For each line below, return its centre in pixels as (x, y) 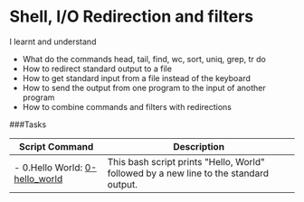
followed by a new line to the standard (188, 173)
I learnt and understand (53, 41)
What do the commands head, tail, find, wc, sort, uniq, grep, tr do (144, 59)
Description (199, 146)
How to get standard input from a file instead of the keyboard (137, 78)
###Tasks (28, 124)
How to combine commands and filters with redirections (127, 106)
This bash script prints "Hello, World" (186, 161)
